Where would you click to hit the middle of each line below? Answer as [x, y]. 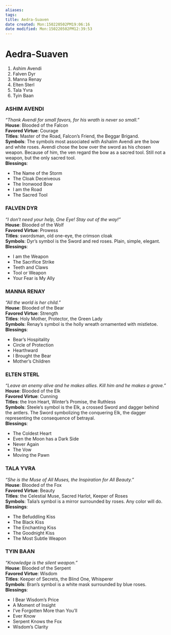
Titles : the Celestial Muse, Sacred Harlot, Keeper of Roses [67, 496]
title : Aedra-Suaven [27, 19]
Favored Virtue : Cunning [32, 396]
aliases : [15, 10]
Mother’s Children [31, 361]
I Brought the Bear [32, 356]
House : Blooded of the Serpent [38, 568]
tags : [11, 15]
